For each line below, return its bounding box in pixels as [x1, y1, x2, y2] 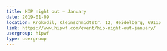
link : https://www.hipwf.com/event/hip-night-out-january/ [6, 25, 156, 31]
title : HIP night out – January [6, 8, 86, 15]
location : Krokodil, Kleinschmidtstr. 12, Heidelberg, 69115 [6, 19, 162, 25]
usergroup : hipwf [6, 30, 50, 36]
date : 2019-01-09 [6, 14, 50, 20]
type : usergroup [6, 36, 47, 42]
